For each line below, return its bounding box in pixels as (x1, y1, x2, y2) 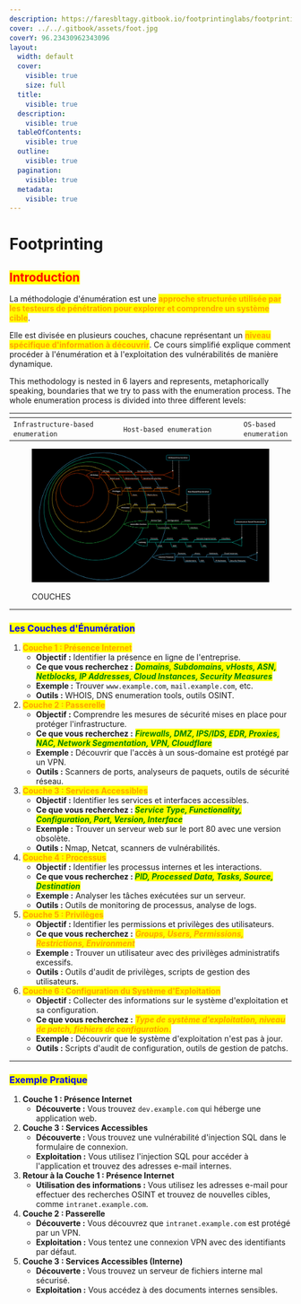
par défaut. (35, 1247, 77, 1257)
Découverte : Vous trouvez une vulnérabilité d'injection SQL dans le (35, 1132, 287, 1143)
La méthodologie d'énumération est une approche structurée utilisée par (9, 293, 282, 304)
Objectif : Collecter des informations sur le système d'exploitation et (35, 994, 288, 1005)
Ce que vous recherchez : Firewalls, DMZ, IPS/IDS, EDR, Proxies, (35, 728, 280, 739)
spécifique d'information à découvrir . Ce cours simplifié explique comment (9, 339, 291, 350)
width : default (17, 52, 74, 62)
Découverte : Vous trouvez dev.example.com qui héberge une (35, 1104, 262, 1115)
